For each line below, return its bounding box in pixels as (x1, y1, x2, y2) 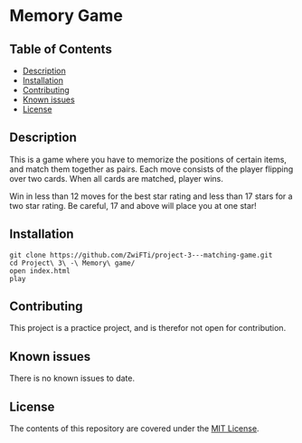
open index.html (9, 266, 71, 276)
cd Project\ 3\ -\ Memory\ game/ (9, 259, 136, 268)
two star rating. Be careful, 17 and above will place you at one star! (9, 200, 258, 211)
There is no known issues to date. (9, 372, 136, 384)
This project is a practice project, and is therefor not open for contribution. (9, 323, 287, 334)
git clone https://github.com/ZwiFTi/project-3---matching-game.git (9, 250, 273, 259)
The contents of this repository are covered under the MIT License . (9, 423, 260, 434)
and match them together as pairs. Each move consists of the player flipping (9, 164, 294, 174)
